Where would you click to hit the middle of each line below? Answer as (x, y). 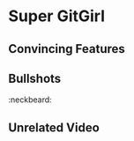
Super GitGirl (57, 16)
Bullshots (35, 78)
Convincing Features (67, 49)
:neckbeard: (30, 100)
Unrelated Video (54, 127)
